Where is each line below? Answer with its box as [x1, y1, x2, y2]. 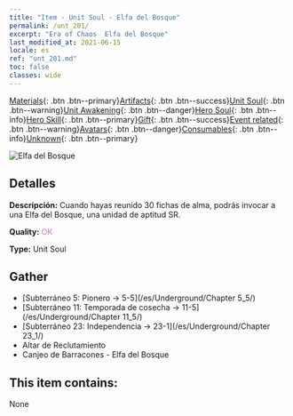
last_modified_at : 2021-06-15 [9, 37, 122, 47]
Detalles [9, 176, 56, 191]
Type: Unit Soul [9, 244, 67, 254]
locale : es [9, 46, 50, 55]
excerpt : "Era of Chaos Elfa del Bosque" [9, 29, 169, 38]
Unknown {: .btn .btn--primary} [26, 132, 139, 143]
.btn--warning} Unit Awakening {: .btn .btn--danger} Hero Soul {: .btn [9, 104, 254, 116]
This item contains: [9, 375, 118, 390]
